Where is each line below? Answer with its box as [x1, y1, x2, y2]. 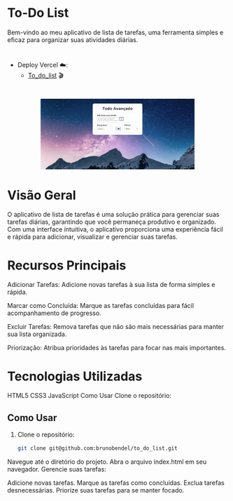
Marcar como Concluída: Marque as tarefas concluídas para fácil [7, 302, 195, 310]
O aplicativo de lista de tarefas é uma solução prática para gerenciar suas [7, 211, 220, 219]
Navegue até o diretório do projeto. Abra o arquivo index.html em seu [7, 457, 207, 466]
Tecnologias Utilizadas [7, 368, 143, 384]
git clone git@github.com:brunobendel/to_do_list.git [17, 445, 178, 452]
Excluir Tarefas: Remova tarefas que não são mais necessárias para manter [7, 323, 225, 331]
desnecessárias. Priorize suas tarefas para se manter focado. [7, 486, 185, 495]
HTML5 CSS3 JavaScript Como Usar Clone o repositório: [7, 392, 172, 400]
